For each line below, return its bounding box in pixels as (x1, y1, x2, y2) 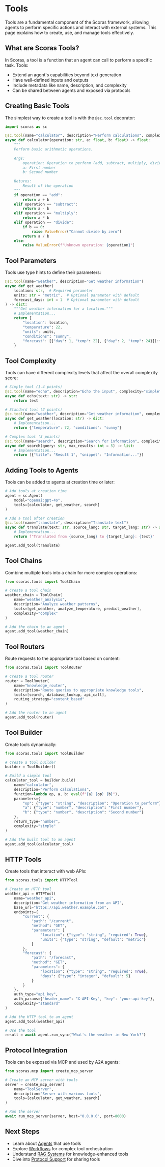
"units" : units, (23, 329, 56, 334)
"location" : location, (23, 320, 69, 325)
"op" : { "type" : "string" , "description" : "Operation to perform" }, (23, 801, 164, 806)
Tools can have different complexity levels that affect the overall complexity (5, 370, 158, 376)
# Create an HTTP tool (5, 887, 52, 892)
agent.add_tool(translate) (5, 543, 60, 548)
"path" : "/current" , (31, 919, 74, 924)
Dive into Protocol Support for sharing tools (12, 1156, 100, 1162)
